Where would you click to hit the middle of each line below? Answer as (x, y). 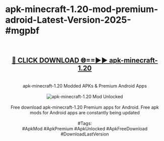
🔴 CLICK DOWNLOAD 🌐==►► (60, 61)
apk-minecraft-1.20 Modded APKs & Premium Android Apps (85, 86)
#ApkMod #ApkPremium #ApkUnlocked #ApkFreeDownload (85, 128)
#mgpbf (22, 31)
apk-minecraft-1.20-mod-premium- (82, 9)
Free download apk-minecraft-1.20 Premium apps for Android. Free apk (85, 107)
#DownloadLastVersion (85, 134)
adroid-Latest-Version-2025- (68, 20)
